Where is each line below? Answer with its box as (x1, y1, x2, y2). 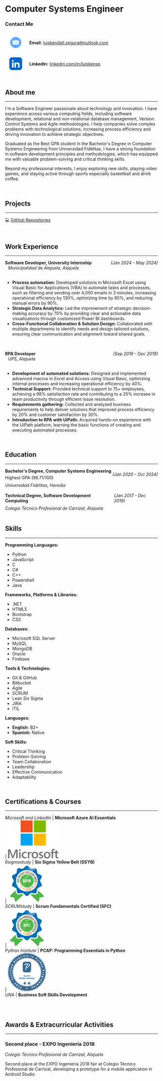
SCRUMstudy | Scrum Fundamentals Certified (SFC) (5, 904, 112, 909)
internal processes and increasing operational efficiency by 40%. (12, 381, 143, 387)
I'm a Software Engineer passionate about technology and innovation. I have (5, 106, 158, 112)
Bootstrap (12, 611, 32, 617)
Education (5, 451, 37, 459)
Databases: (5, 626, 29, 631)
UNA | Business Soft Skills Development (5, 992, 87, 998)
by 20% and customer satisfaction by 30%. (12, 411, 99, 418)
